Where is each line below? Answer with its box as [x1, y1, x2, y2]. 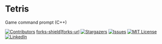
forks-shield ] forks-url [36, 29, 80, 34]
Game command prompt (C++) [5, 19, 67, 25]
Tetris [5, 3, 29, 15]
